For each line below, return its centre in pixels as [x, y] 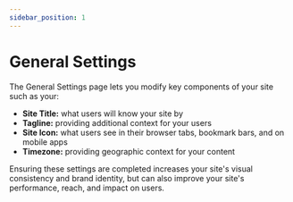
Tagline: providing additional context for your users [117, 122]
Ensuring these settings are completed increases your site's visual [131, 168]
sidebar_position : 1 [48, 17]
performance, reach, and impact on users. [87, 188]
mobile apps [45, 142]
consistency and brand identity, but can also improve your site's [127, 178]
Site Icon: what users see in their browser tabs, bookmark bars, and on [153, 132]
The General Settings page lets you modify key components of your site [142, 87]
